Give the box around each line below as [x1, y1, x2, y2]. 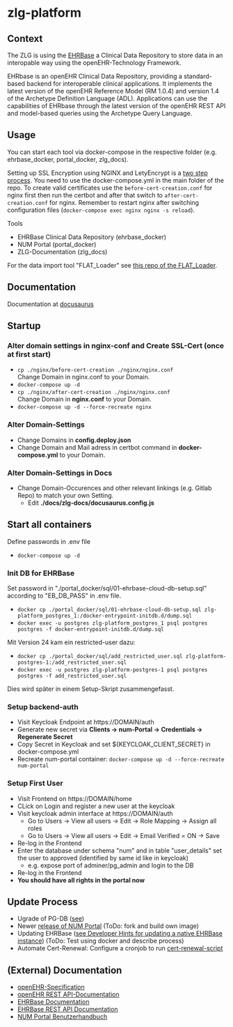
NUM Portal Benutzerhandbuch [17, 1012, 108, 1021]
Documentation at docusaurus [7, 300, 94, 308]
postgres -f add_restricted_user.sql [17, 673, 127, 680]
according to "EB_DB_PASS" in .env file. [7, 591, 122, 600]
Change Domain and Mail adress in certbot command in [17, 443, 177, 451]
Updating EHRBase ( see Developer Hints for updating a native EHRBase [17, 929, 223, 938]
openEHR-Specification [17, 983, 85, 991]
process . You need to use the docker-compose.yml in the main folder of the [7, 176, 225, 184]
